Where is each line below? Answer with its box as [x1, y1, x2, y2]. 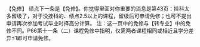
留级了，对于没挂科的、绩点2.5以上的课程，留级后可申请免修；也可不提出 [11, 12, 192, 19]
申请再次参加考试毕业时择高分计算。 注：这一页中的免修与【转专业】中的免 [6, 20, 191, 26]
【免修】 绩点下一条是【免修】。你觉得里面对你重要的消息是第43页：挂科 [6, 5, 184, 12]
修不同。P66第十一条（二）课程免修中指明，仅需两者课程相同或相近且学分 [6, 27, 189, 34]
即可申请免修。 [17, 35, 54, 41]
